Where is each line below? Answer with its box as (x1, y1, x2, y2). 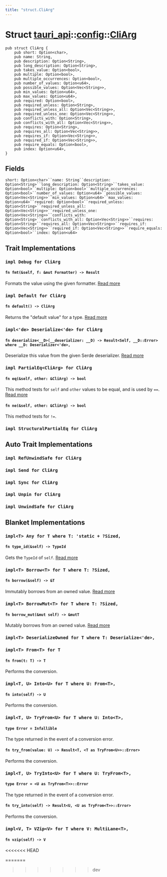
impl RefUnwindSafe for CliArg (5, 455, 82, 461)
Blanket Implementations (5, 518, 85, 527)
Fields (5, 164, 25, 173)
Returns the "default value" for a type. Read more (5, 314, 107, 320)
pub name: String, (14, 54, 53, 59)
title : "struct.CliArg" (5, 7, 55, 13)
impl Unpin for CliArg (5, 492, 61, 497)
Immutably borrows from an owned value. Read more (5, 589, 115, 595)
